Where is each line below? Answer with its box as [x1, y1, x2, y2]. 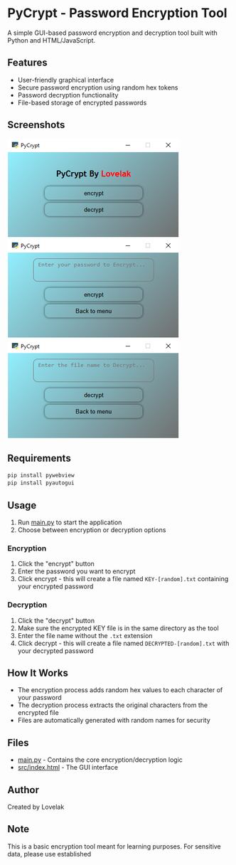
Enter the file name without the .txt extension [17, 631, 153, 640]
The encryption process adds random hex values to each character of [17, 686, 223, 694]
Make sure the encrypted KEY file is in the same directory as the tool [17, 624, 219, 632]
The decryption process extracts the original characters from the [17, 701, 208, 709]
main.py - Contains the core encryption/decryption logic [17, 755, 183, 764]
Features [7, 57, 48, 69]
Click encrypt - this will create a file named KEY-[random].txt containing [17, 575, 229, 583]
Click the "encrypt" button [17, 560, 95, 568]
